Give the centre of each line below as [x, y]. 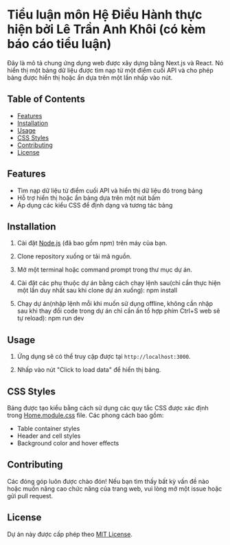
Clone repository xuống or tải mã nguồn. [74, 256]
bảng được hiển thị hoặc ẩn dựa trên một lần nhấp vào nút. [90, 77]
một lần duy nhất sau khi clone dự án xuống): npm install [97, 290]
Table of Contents [46, 99]
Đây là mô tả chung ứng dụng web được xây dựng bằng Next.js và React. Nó [115, 63]
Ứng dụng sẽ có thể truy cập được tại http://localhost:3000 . [104, 357]
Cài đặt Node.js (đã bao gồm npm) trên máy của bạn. [92, 243]
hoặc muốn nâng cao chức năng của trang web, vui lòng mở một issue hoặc [115, 489]
